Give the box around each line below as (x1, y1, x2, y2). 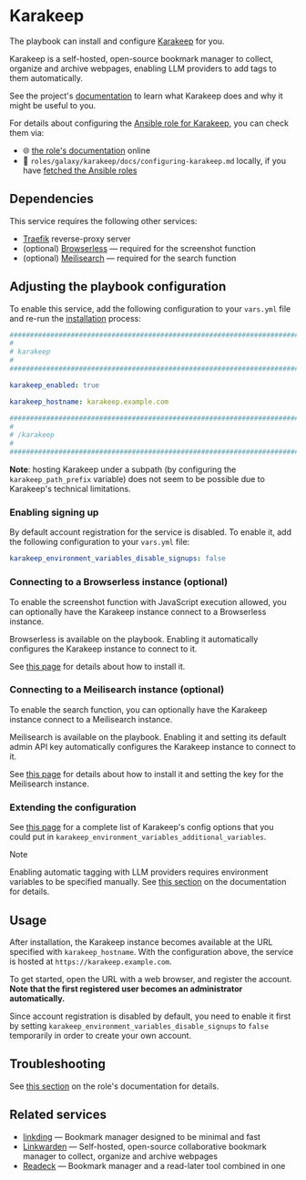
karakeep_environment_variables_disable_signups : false (9, 554, 226, 563)
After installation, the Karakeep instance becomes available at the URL (9, 936, 273, 948)
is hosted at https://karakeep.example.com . (9, 956, 172, 967)
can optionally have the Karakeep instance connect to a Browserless (9, 606, 267, 617)
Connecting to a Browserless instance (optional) (9, 576, 229, 589)
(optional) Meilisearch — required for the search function (22, 252, 237, 263)
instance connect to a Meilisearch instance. (9, 713, 173, 724)
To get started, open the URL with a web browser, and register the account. (9, 973, 292, 984)
